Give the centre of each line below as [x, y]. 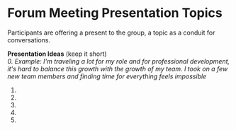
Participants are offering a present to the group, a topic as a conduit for [111, 32]
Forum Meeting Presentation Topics [115, 13]
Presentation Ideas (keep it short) [57, 54]
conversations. [29, 40]
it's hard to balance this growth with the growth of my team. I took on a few [118, 69]
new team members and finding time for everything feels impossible [107, 76]
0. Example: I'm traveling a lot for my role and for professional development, [119, 61]
